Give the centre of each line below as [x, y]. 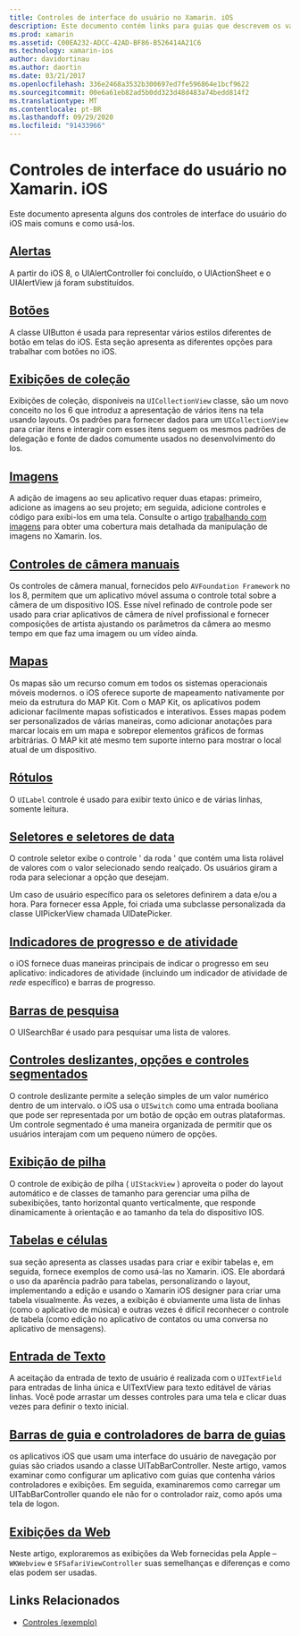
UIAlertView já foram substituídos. [72, 282]
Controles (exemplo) [60, 1622]
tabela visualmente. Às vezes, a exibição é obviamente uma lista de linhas [145, 1299]
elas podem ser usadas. [53, 1572]
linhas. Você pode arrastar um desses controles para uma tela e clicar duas [148, 1397]
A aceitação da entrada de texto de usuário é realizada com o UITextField [146, 1378]
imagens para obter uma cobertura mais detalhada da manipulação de [138, 527]
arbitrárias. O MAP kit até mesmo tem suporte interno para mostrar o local [146, 740]
